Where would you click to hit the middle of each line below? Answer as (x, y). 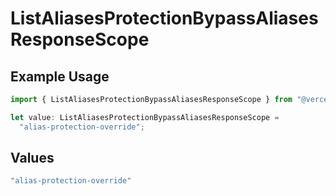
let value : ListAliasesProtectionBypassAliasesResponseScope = (145, 117)
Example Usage (60, 76)
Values (32, 158)
